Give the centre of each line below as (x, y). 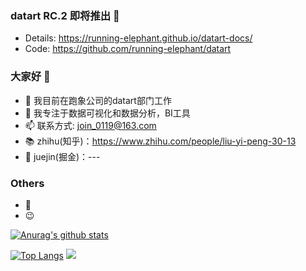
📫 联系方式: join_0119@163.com (90, 125)
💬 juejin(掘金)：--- (62, 156)
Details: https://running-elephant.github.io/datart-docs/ (138, 38)
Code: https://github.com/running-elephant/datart (128, 49)
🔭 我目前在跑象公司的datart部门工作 (98, 100)
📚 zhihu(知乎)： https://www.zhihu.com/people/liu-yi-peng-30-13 (160, 141)
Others (27, 183)
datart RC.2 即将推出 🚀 (65, 15)
